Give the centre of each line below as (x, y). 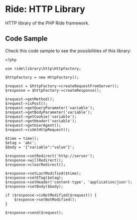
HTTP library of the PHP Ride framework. (47, 23)
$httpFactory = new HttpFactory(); (42, 77)
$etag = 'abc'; (21, 143)
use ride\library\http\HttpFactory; (43, 68)
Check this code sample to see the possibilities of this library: (68, 50)
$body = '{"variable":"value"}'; (40, 147)
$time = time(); (22, 138)
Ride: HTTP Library (45, 9)
